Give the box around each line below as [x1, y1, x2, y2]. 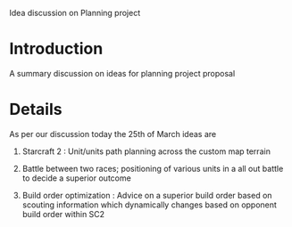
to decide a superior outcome [21, 173, 131, 183]
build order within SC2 [21, 208, 105, 219]
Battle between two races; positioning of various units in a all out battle [21, 163, 284, 174]
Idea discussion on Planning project [9, 8, 141, 18]
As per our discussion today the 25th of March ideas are [9, 128, 217, 139]
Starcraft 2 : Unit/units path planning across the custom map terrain [21, 146, 271, 157]
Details [9, 100, 63, 119]
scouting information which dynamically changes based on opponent [21, 199, 277, 210]
